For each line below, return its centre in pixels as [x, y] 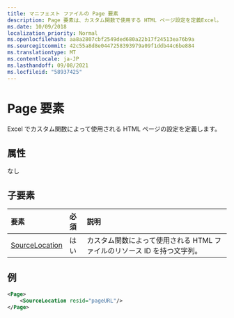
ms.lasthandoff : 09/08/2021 [48, 65]
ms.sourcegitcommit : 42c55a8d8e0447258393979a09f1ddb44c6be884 [101, 46]
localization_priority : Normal [53, 33]
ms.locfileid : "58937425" [45, 72]
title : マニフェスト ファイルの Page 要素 [63, 14]
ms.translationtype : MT [42, 53]
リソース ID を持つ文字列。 [158, 251]
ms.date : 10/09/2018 [37, 26]
